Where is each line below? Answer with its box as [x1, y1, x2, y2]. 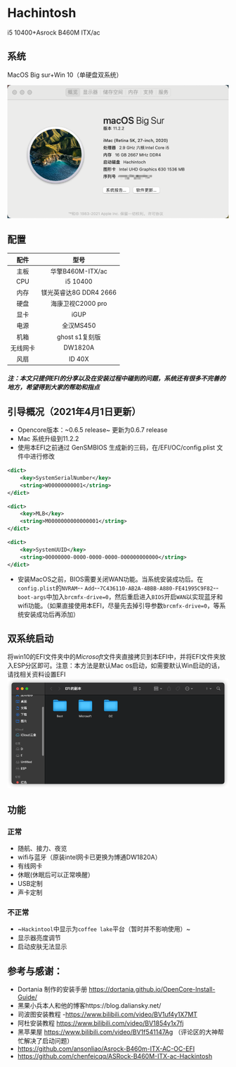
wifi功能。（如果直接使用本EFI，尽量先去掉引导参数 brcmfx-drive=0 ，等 [17, 601, 220, 610]
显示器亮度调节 [17, 934, 61, 942]
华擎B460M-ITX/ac [50, 267, 107, 276]
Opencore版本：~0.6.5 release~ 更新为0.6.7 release [17, 426, 168, 434]
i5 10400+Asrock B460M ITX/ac [7, 28, 100, 37]
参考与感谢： [7, 965, 63, 977]
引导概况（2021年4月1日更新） [7, 405, 141, 417]
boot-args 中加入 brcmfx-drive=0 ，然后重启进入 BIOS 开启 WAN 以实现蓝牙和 [17, 592, 223, 600]
